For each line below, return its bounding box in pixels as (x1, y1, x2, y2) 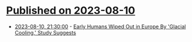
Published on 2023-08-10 (6, 4, 135, 17)
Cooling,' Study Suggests (14, 29, 77, 36)
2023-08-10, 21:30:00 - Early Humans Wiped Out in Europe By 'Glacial (14, 23, 186, 30)
